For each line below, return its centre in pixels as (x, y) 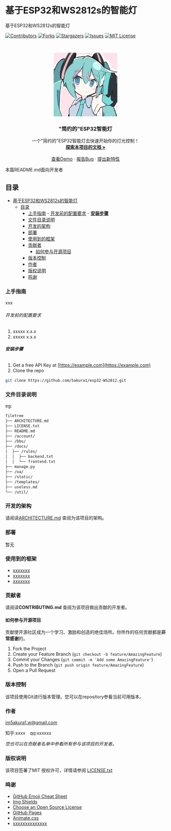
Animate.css (26, 818)
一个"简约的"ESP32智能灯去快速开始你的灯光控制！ (85, 141)
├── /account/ (20, 436)
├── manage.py (20, 466)
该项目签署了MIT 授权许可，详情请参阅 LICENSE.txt (59, 770)
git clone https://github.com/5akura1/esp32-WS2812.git (66, 380)
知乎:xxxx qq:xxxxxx (28, 733)
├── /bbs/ (16, 441)
